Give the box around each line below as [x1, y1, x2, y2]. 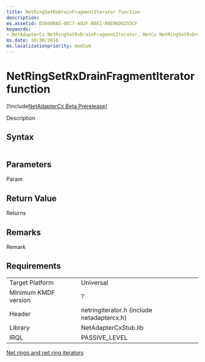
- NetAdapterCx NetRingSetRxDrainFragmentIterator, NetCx [6, 32, 157, 38]
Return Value [6, 193, 57, 203]
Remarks [6, 227, 41, 237]
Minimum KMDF [9, 288, 56, 297]
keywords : [6, 26, 32, 32]
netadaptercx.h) [81, 313, 127, 322]
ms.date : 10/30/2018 [6, 37, 59, 43]
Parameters [6, 159, 52, 170]
